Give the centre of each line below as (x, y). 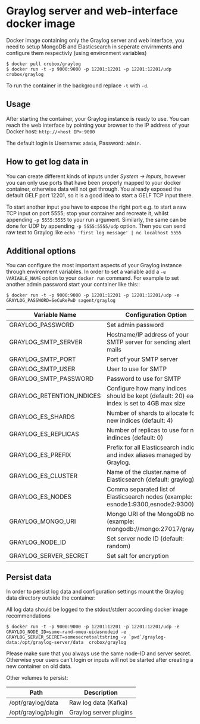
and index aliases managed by (149, 455)
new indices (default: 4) (140, 421)
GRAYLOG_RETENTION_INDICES (55, 396)
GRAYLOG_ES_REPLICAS (44, 434)
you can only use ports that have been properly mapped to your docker (94, 182)
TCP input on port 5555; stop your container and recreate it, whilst (87, 213)
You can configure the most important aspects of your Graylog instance (94, 265)
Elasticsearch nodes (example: (149, 497)
